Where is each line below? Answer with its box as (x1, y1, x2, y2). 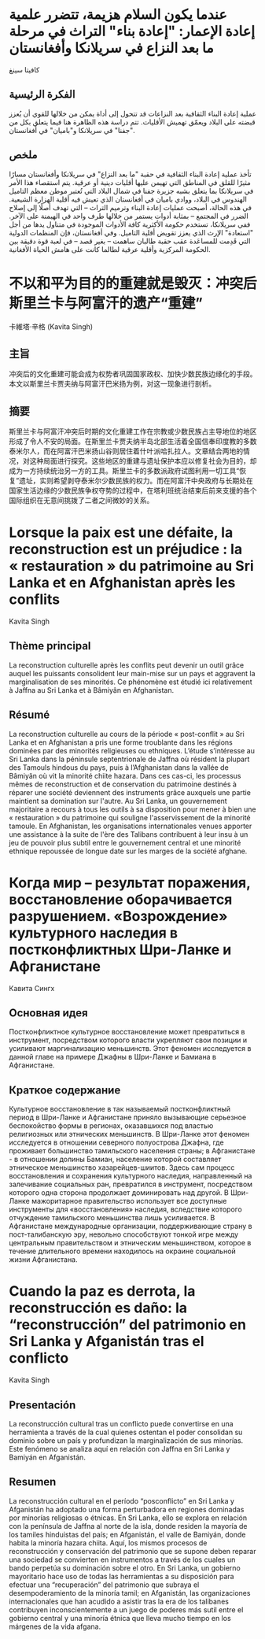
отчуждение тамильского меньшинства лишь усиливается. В (9, 1213, 215, 1223)
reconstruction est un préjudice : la (9, 541, 243, 558)
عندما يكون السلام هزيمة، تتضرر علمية (9, 6, 227, 24)
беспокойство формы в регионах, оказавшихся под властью (9, 1121, 214, 1130)
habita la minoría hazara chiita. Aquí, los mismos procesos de (9, 1537, 208, 1548)
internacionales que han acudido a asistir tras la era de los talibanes (9, 1596, 229, 1606)
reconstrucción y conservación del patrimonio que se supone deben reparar (9, 1546, 256, 1556)
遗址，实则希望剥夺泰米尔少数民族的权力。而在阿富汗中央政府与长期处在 (19, 476, 254, 486)
